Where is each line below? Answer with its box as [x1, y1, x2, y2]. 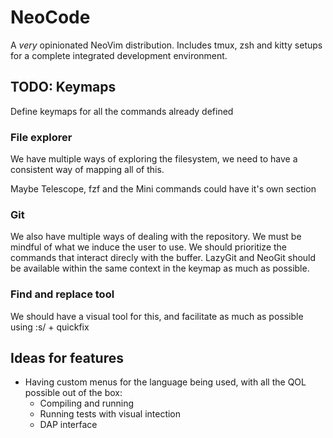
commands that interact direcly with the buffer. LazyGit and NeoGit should [10, 252, 317, 264]
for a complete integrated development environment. [10, 49, 228, 61]
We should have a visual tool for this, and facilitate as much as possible [10, 310, 304, 322]
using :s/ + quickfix [10, 321, 90, 333]
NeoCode [10, 6, 91, 29]
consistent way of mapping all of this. [10, 164, 165, 176]
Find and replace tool [10, 287, 115, 301]
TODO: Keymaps [10, 79, 117, 96]
